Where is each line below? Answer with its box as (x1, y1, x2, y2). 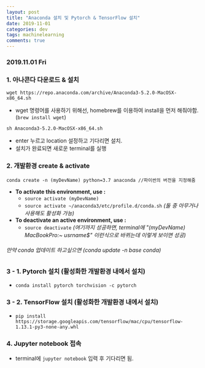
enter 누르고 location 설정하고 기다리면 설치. (15, 137, 123, 144)
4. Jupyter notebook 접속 (6, 339, 82, 348)
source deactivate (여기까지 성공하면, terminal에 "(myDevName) (24, 224, 186, 231)
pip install (15, 313, 46, 319)
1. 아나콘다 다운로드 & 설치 (6, 75, 80, 84)
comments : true (6, 37, 45, 44)
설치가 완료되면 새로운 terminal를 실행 (15, 145, 107, 152)
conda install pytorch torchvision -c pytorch (15, 283, 137, 289)
